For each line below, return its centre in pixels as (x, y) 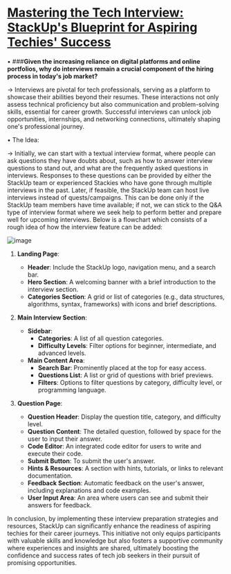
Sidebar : (40, 331)
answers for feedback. (59, 505)
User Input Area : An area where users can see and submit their (118, 498)
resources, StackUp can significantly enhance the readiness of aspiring (109, 525)
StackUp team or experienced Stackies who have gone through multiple (110, 182)
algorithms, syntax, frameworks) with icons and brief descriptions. (122, 304)
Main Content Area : (56, 360)
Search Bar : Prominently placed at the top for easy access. (122, 367)
